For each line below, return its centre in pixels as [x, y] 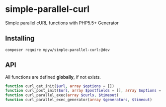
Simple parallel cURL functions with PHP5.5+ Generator [62, 23]
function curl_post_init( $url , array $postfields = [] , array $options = [83, 91]
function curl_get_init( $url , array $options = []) [60, 86]
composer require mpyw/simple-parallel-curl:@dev [58, 50]
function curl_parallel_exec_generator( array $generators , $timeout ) [79, 100]
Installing [20, 38]
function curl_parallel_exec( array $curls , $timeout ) [62, 95]
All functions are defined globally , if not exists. [53, 77]
